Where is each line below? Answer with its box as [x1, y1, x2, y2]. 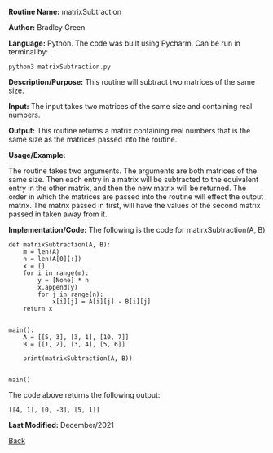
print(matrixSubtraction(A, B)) [23, 355, 133, 363]
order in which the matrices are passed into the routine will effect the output [8, 192, 264, 202]
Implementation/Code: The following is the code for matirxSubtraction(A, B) [8, 225, 266, 234]
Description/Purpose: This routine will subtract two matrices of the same [8, 77, 255, 86]
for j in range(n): [37, 290, 104, 298]
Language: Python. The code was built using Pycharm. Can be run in [8, 38, 240, 48]
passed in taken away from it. [8, 209, 108, 219]
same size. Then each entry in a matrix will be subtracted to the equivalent [8, 175, 259, 184]
